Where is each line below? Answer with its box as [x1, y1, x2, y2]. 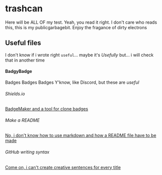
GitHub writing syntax [5, 149, 49, 155]
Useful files [5, 39, 41, 47]
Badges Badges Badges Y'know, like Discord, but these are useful [5, 79, 139, 85]
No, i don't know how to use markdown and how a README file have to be [5, 133, 157, 139]
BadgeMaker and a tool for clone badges [5, 106, 88, 112]
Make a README [5, 117, 40, 123]
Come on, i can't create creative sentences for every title [5, 164, 121, 170]
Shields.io [5, 91, 25, 97]
